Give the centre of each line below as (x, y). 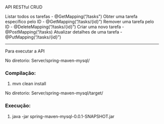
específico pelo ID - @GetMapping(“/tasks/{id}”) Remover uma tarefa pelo (80, 22)
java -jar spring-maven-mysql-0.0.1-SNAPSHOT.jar (63, 116)
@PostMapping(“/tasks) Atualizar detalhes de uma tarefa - (64, 32)
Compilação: (20, 73)
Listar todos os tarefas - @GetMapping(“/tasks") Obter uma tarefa (71, 16)
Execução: (18, 106)
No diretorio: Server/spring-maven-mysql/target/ (54, 93)
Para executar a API (25, 51)
